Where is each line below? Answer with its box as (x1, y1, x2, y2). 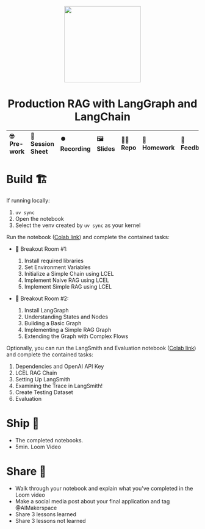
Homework (142, 143, 175, 152)
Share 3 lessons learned (15, 510, 77, 518)
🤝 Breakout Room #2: (15, 295, 69, 302)
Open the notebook (15, 215, 64, 222)
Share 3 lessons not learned (15, 517, 87, 524)
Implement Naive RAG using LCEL (24, 276, 109, 284)
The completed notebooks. (15, 436, 84, 444)
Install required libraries (24, 257, 84, 264)
